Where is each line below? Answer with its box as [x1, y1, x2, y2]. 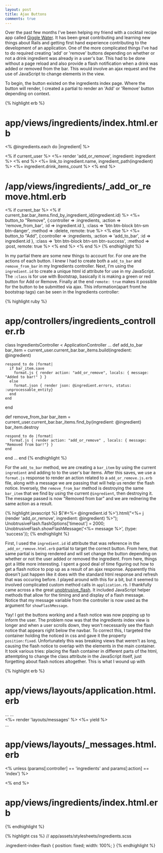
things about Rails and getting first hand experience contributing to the [5, 40, 147, 46]
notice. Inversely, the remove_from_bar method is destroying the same [5, 485, 144, 491]
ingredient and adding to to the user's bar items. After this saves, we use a [5, 470, 156, 476]
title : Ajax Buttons [5, 12, 47, 17]
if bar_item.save [9, 366, 45, 371]
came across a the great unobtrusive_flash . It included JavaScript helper [5, 587, 151, 593]
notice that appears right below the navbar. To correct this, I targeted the [5, 627, 151, 634]
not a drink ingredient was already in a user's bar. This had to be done [5, 56, 145, 61]
